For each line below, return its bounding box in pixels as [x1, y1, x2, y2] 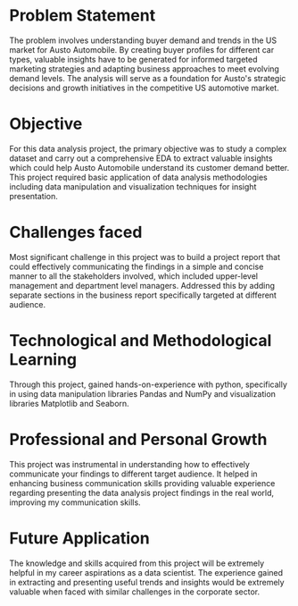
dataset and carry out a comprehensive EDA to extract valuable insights [9, 153, 273, 164]
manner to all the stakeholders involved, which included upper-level [9, 270, 259, 282]
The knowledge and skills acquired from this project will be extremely [9, 558, 265, 568]
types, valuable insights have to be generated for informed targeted [9, 54, 258, 64]
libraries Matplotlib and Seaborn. [9, 398, 129, 408]
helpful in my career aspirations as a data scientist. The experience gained [9, 567, 284, 577]
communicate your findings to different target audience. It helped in [9, 468, 258, 479]
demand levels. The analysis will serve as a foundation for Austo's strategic [9, 72, 286, 83]
